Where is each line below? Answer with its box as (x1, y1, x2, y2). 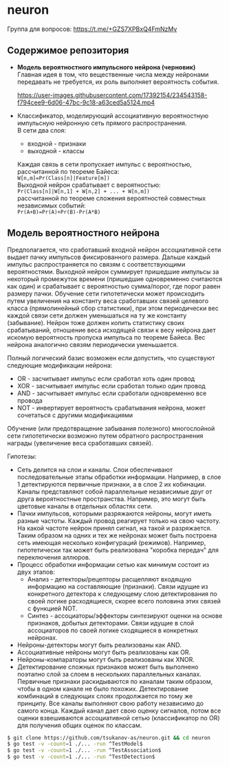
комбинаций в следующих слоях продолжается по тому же (17, 691, 193, 700)
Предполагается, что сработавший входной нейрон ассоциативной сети (7, 245, 221, 254)
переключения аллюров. (17, 553, 91, 562)
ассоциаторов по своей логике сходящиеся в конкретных (27, 626, 199, 634)
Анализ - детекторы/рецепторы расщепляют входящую (27, 575, 192, 583)
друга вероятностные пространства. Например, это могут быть (17, 494, 206, 503)
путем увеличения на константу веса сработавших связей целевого (7, 296, 209, 304)
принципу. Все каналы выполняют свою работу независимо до (17, 699, 204, 707)
